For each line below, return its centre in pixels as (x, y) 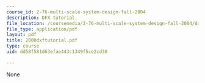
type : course (23, 46)
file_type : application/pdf (42, 29)
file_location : (26, 23)
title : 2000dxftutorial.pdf (42, 40)
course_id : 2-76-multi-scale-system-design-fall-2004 (76, 12)
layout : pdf (21, 35)
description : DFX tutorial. (42, 18)
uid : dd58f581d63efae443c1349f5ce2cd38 (57, 52)
